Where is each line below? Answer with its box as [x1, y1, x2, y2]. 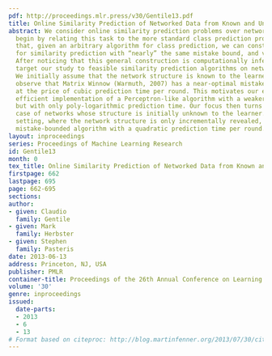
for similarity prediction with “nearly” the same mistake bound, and [15, 49, 259, 57]
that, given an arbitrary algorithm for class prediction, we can [15, 42, 244, 50]
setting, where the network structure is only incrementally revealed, [15, 117, 263, 125]
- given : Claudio [8, 207, 67, 215]
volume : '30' [8, 282, 53, 291]
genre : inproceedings [8, 290, 82, 299]
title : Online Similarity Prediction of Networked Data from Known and [8, 19, 255, 28]
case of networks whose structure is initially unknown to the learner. [15, 110, 266, 118]
